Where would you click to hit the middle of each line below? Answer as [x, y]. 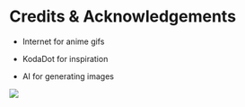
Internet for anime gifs [63, 41]
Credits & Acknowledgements [122, 17]
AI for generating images [68, 76]
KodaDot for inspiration [65, 58]
